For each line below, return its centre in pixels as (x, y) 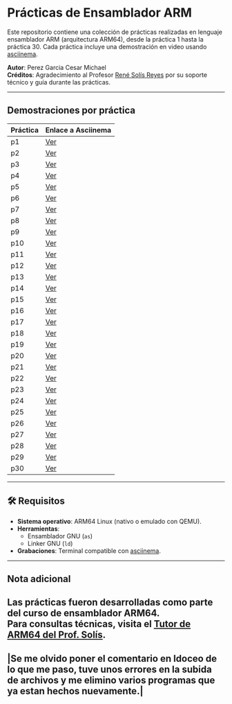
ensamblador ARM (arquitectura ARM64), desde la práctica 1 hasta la (105, 39)
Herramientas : (38, 529)
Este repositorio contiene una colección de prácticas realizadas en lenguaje (115, 32)
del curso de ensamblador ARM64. (84, 614)
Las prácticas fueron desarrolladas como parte (110, 602)
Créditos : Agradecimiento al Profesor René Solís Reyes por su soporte (107, 75)
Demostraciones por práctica (71, 111)
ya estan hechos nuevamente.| (75, 691)
